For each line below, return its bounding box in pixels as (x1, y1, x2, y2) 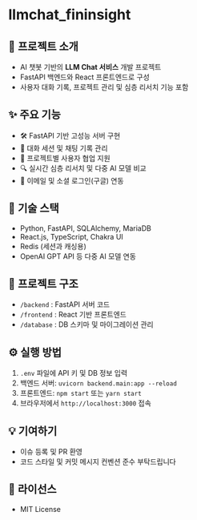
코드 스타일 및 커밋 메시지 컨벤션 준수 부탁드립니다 (19, 457, 176, 466)
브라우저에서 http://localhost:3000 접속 (19, 398, 152, 408)
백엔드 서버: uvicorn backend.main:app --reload (19, 378, 178, 388)
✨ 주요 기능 (8, 108, 62, 122)
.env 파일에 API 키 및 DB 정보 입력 (19, 369, 128, 378)
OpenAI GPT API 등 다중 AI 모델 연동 (19, 251, 136, 261)
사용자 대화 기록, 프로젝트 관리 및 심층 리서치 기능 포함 (19, 83, 189, 91)
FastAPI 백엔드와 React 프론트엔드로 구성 (19, 72, 150, 82)
